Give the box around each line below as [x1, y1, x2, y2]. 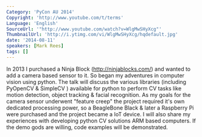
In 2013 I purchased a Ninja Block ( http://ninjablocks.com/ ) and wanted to [6, 65, 190, 72]
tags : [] [6, 49, 29, 55]
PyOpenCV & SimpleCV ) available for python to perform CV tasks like [6, 85, 182, 92]
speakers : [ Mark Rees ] [6, 43, 64, 49]
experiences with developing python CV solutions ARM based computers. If [6, 117, 196, 124]
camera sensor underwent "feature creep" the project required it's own [6, 97, 185, 105]
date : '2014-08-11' [6, 37, 56, 43]
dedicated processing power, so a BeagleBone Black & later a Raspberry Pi [6, 104, 194, 111]
